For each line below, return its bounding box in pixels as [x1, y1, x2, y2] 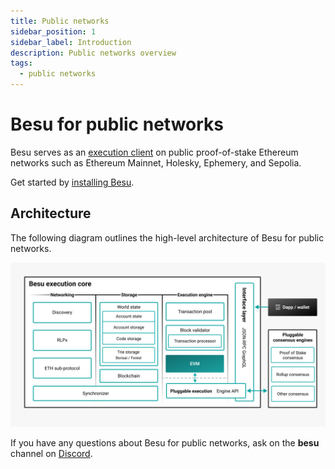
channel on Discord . [10, 447, 93, 459]
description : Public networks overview [10, 48, 177, 58]
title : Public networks [10, 16, 110, 26]
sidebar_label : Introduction [10, 37, 132, 47]
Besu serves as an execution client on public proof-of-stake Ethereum [10, 146, 299, 158]
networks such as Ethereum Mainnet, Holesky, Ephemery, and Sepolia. [10, 156, 302, 169]
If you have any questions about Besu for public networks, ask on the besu [10, 436, 320, 449]
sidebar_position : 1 [10, 26, 97, 37]
